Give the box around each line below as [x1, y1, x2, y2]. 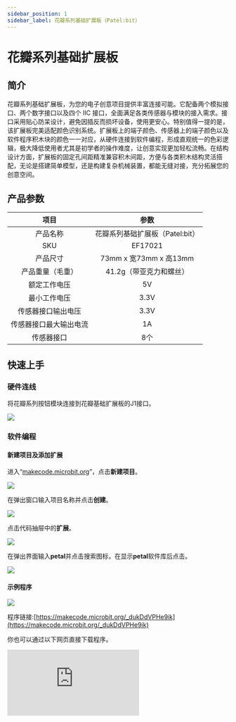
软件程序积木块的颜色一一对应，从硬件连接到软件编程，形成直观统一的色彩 [7, 135, 223, 143]
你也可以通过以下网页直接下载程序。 [7, 635, 112, 644]
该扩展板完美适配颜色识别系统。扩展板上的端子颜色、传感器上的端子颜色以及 [7, 126, 229, 135]
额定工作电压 [28, 280, 72, 290]
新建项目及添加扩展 [7, 450, 63, 459]
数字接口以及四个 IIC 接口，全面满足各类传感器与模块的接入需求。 [31, 108, 222, 117]
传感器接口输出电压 [18, 306, 82, 316]
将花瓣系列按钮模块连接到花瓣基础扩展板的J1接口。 [7, 399, 155, 407]
